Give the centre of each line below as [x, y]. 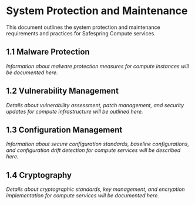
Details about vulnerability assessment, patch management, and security [95, 105]
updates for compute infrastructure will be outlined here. [75, 111]
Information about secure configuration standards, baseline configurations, [98, 144]
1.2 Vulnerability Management [63, 91]
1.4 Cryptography [39, 175]
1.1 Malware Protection [48, 52]
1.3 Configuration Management [64, 130]
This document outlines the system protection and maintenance [83, 27]
